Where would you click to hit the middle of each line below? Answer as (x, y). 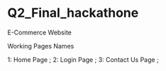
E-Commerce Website (40, 32)
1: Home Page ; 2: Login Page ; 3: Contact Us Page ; (83, 59)
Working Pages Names (41, 46)
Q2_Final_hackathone (73, 13)
